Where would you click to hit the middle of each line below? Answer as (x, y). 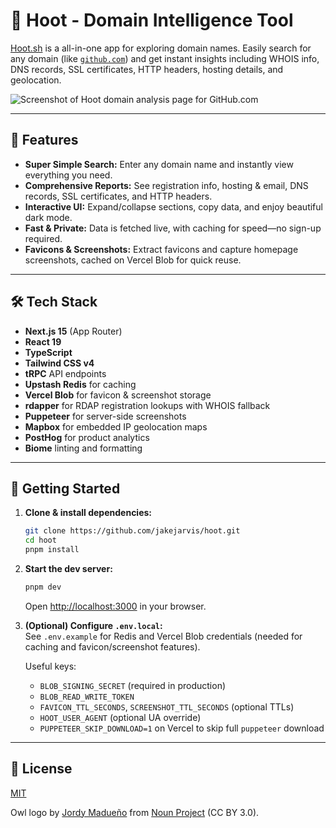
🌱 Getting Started (65, 488)
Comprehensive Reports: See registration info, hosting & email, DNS (166, 185)
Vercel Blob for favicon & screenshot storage (118, 395)
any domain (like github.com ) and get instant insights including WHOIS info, (165, 58)
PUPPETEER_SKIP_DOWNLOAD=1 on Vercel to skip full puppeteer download (182, 728)
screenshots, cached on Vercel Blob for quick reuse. (133, 260)
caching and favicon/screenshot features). (112, 646)
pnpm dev (43, 587)
